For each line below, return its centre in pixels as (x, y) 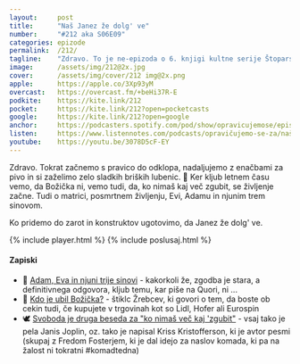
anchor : (24, 126)
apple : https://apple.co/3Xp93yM (81, 84)
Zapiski (23, 261)
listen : (24, 134)
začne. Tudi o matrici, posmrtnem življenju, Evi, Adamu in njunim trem (137, 195)
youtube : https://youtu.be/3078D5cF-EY (89, 142)
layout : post (42, 17)
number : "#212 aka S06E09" (67, 34)
